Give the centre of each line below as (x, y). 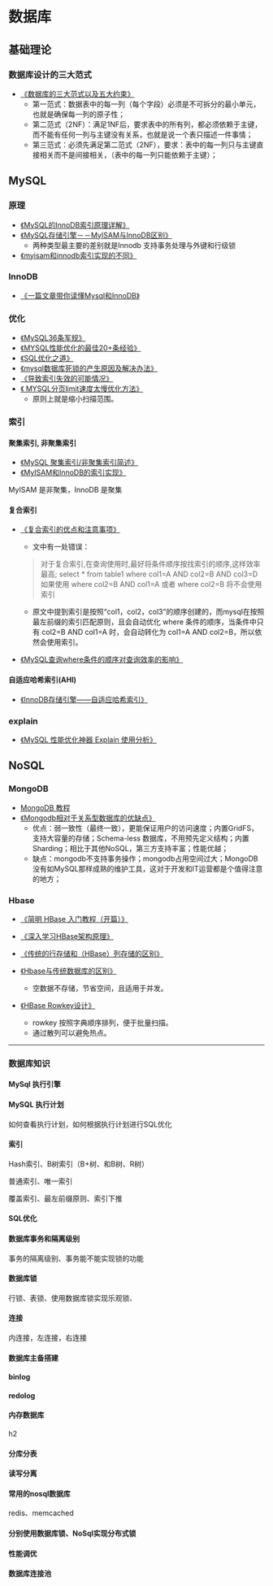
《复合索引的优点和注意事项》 (70, 529)
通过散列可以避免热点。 (71, 1032)
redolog (22, 1395)
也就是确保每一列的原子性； (79, 114)
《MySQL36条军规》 (53, 338)
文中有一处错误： (61, 547)
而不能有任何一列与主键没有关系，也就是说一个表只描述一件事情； (143, 134)
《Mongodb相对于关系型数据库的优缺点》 (88, 818)
